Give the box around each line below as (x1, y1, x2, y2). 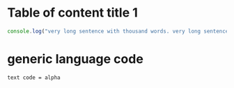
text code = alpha (7, 74, 61, 81)
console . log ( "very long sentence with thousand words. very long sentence (7, 28, 229, 35)
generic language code (7, 51, 144, 67)
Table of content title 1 (7, 5, 138, 21)
